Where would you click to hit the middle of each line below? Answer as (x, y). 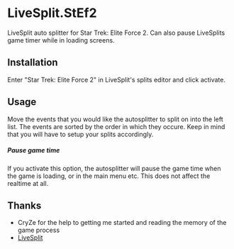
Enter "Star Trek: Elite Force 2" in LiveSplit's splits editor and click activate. (116, 79)
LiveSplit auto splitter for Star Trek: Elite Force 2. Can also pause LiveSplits (116, 33)
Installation (33, 63)
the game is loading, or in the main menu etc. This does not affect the (109, 176)
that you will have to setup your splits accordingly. (80, 134)
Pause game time (34, 150)
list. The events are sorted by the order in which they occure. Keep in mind (116, 126)
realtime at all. (28, 183)
